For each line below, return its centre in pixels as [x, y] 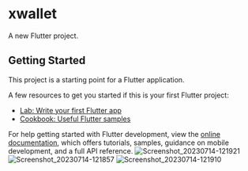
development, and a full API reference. [71, 150]
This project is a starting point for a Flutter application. [96, 79]
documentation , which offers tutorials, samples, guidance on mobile [118, 142]
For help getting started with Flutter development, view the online [115, 134]
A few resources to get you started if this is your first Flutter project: [118, 95]
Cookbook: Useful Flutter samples [75, 119]
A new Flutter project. [43, 36]
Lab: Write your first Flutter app [71, 110]
